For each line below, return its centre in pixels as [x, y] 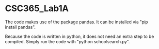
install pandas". [20, 27]
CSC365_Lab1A [37, 8]
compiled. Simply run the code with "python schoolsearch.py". [67, 41]
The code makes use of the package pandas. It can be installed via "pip [77, 22]
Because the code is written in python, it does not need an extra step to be [79, 36]
